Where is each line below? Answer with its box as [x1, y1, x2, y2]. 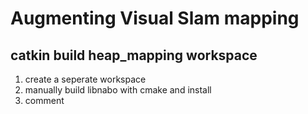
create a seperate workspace [24, 73, 147, 85]
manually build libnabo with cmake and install [24, 84, 212, 96]
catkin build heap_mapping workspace [10, 47, 258, 64]
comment [24, 95, 65, 106]
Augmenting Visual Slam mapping [10, 7, 300, 30]
